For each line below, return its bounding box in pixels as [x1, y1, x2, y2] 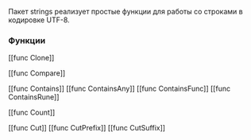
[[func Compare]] [8, 68, 66, 78]
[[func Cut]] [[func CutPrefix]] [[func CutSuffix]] [8, 123, 165, 133]
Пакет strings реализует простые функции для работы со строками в [8, 7, 244, 16]
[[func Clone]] [8, 53, 55, 63]
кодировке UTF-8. [8, 15, 70, 25]
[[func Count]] [8, 107, 56, 118]
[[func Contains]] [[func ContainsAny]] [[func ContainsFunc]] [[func [8, 84, 231, 94]
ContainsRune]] [8, 92, 60, 102]
